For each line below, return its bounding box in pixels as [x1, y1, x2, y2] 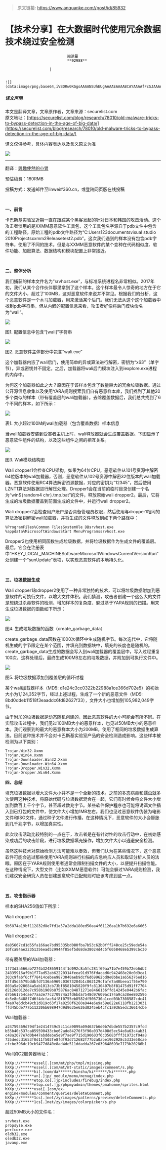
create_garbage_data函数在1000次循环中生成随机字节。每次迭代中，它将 [5, 636, 153, 642]
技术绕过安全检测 [5, 37, 75, 47]
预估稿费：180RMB [5, 175, 44, 182]
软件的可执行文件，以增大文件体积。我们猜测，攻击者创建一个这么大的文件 [9, 593, 161, 599]
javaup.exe [5, 1140, 28, 1145]
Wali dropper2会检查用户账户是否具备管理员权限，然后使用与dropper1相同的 [5, 508, 161, 514]
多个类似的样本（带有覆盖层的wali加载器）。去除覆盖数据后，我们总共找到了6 [5, 394, 161, 400]
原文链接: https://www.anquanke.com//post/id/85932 [17, 5, 126, 10]
